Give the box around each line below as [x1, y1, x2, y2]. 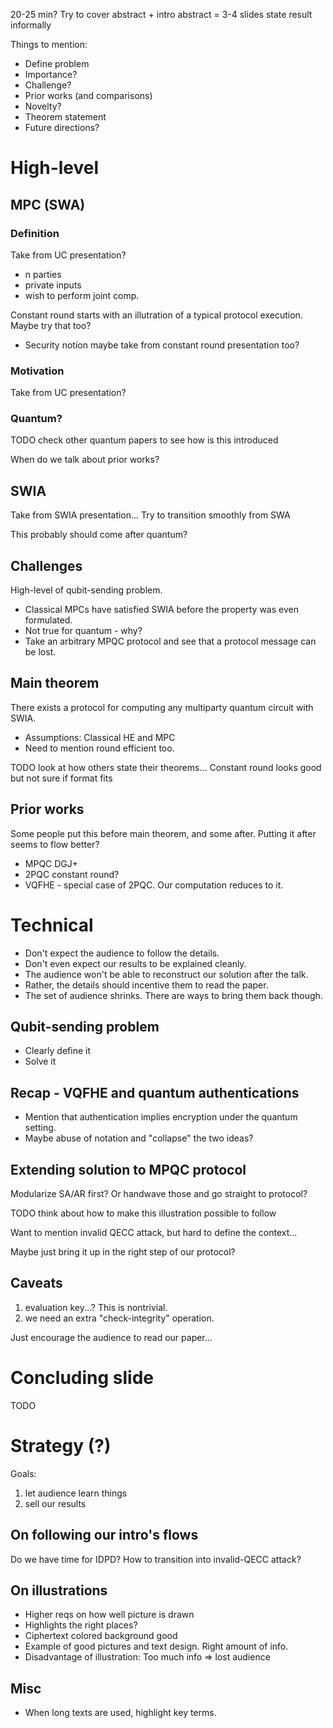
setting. [24, 1122, 57, 1134]
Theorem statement [24, 111, 107, 123]
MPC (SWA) [10, 196, 86, 213]
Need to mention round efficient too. [24, 742, 175, 754]
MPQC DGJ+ [24, 857, 79, 869]
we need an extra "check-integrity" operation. [24, 1312, 215, 1324]
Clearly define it [24, 1045, 91, 1057]
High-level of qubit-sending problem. [10, 584, 163, 596]
